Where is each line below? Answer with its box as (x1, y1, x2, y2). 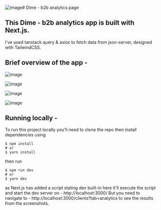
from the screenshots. (5, 200, 49, 207)
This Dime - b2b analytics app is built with (5, 19, 135, 27)
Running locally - (5, 114, 58, 122)
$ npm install (5, 141, 34, 146)
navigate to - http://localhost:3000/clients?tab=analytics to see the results (5, 195, 154, 201)
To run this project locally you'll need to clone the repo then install (5, 127, 137, 133)
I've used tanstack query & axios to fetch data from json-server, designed (5, 39, 152, 45)
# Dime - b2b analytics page (22, 5, 79, 10)
